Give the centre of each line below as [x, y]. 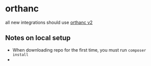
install [20, 55]
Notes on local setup [38, 38]
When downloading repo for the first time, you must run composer [79, 50]
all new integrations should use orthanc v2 [49, 22]
